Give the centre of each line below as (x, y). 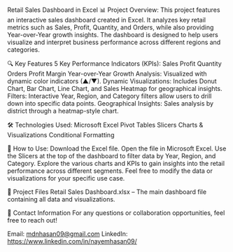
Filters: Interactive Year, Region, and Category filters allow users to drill (110, 96)
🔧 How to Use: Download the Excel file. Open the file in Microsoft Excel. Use (117, 148)
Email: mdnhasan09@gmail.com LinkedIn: (68, 234)
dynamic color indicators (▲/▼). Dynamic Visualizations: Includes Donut (112, 81)
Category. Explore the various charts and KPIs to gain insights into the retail (116, 163)
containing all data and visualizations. (61, 199)
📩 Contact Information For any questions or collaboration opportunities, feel (116, 213)
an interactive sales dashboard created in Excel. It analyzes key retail (107, 20)
